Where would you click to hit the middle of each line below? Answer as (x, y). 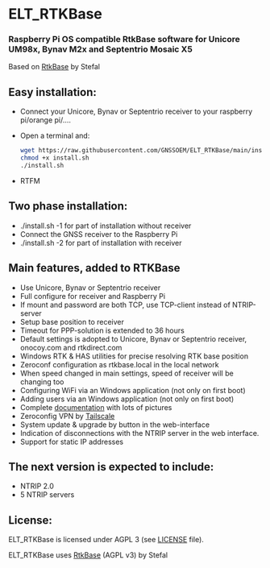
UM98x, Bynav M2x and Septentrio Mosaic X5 (101, 49)
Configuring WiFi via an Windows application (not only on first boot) (133, 390)
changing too (42, 381)
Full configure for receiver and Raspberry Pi (93, 296)
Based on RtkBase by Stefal (54, 67)
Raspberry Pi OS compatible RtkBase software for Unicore (124, 39)
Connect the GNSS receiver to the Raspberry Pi (99, 234)
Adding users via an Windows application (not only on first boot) (127, 399)
